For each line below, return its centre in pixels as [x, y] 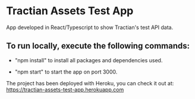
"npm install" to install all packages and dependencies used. [89, 60]
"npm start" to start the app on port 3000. [66, 72]
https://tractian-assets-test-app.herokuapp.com [65, 90]
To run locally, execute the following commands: [98, 46]
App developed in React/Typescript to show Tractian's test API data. [90, 27]
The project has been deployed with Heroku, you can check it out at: [90, 83]
